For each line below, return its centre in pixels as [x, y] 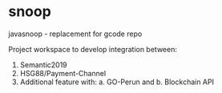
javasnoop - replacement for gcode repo [75, 34]
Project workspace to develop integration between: [93, 49]
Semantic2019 [44, 65]
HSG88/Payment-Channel [63, 73]
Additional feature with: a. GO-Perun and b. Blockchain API [117, 82]
